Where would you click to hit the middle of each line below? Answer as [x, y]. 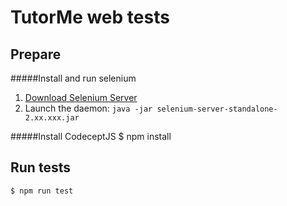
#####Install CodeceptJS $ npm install [91, 136]
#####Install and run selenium [73, 78]
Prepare [36, 54]
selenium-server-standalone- [217, 109]
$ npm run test [42, 191]
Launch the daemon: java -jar [88, 108]
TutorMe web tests [90, 17]
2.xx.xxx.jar [52, 118]
